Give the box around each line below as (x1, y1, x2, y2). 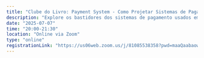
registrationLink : (6, 43, 53, 49)
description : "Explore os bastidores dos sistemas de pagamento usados (6, 14, 191, 21)
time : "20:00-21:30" (6, 25, 59, 32)
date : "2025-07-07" (6, 20, 56, 26)
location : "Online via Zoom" (6, 31, 80, 37)
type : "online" (6, 37, 45, 43)
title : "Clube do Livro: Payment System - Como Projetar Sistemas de (6, 8, 186, 15)
